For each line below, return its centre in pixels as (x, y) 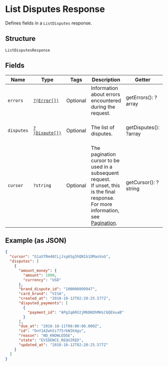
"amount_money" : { (37, 271)
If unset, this (105, 185)
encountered (106, 100)
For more (101, 204)
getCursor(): (140, 182)
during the (103, 107)
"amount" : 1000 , (40, 275)
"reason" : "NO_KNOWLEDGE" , (46, 336)
